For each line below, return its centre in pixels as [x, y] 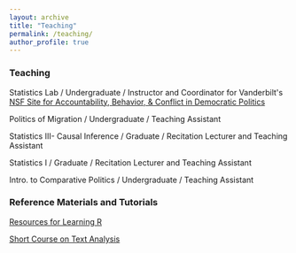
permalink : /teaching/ [51, 34]
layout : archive [39, 17]
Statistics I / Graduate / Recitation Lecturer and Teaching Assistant [131, 162]
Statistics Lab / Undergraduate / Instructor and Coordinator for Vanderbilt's [146, 92]
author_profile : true [49, 42]
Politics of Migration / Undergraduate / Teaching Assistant [115, 119]
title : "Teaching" [43, 26]
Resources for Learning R [55, 221]
